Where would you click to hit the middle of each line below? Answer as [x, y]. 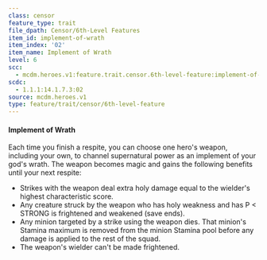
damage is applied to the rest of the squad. [90, 239]
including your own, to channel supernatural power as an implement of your [132, 156]
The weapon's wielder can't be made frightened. [100, 247]
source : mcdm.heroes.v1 [48, 97]
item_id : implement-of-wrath [56, 38]
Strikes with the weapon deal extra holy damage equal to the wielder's [135, 188]
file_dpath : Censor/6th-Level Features [74, 30]
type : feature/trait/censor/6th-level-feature [87, 104]
